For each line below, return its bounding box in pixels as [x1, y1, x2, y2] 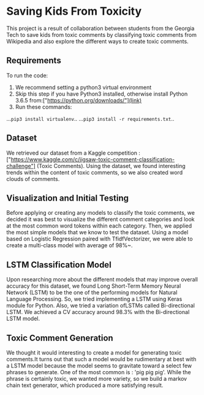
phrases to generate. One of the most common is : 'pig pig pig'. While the [6, 369, 191, 375]
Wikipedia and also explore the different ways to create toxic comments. [6, 37, 189, 45]
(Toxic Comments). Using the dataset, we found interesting [36, 162, 186, 169]
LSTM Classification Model [6, 259, 111, 270]
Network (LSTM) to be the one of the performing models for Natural [6, 289, 178, 296]
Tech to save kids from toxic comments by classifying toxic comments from [6, 31, 197, 38]
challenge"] [6, 162, 36, 169]
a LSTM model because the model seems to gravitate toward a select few [6, 362, 192, 369]
